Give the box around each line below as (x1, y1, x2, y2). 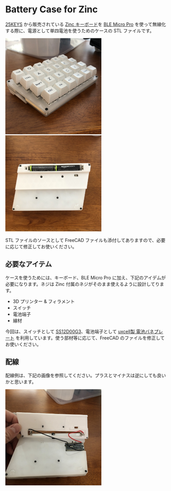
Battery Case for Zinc (5, 4, 98, 15)
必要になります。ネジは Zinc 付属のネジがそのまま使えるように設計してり (5, 281, 160, 287)
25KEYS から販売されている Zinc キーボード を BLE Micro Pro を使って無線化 (5, 21, 166, 27)
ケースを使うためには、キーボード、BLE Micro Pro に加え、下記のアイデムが (5, 274, 166, 280)
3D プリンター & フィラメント (12, 298, 75, 304)
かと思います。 (5, 378, 37, 385)
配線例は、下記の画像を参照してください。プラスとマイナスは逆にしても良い (5, 372, 166, 378)
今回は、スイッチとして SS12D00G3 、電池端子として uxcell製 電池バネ (5, 328, 155, 334)
